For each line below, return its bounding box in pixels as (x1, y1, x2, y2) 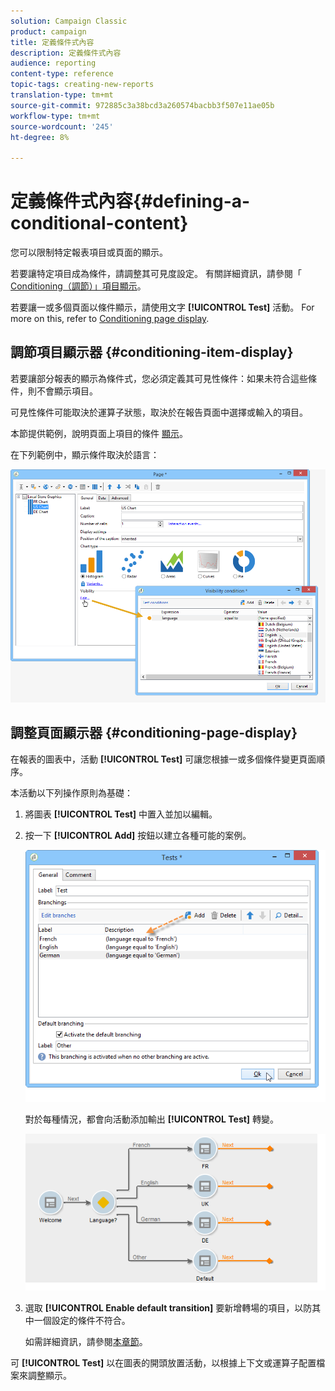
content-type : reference (10, 69, 114, 79)
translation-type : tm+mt (10, 90, 114, 100)
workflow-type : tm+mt (10, 111, 101, 121)
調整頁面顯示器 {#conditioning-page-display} (10, 725, 298, 742)
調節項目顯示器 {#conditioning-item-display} (10, 344, 294, 361)
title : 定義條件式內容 (10, 37, 95, 47)
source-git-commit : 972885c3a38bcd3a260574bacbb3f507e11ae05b (10, 100, 275, 110)
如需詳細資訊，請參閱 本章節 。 (24, 1336, 148, 1348)
